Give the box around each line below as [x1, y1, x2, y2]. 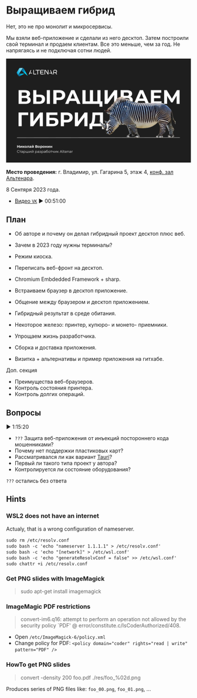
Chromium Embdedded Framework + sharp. [14, 276, 121, 283]
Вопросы [6, 408, 42, 418]
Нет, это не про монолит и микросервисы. [6, 23, 113, 30]
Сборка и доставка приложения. [14, 344, 97, 351]
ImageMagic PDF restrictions [6, 602, 91, 610]
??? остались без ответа [6, 477, 67, 485]
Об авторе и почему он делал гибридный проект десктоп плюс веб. [14, 230, 186, 237]
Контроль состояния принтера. [14, 384, 93, 391]
